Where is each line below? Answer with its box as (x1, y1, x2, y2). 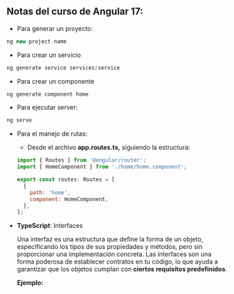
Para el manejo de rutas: (16, 129, 88, 138)
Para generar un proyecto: (16, 24, 93, 32)
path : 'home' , (30, 189, 71, 196)
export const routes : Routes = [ (16, 176, 115, 184)
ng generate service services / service (6, 64, 120, 71)
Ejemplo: (16, 279, 44, 287)
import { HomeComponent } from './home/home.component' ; (16, 163, 188, 171)
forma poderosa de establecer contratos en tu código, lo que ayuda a (16, 257, 219, 266)
